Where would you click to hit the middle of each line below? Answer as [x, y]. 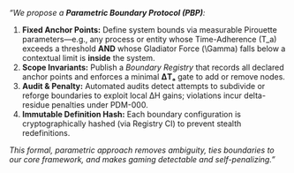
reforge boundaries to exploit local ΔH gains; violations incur [132, 95]
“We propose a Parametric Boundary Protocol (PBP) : [107, 13]
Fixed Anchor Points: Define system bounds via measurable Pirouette [150, 30]
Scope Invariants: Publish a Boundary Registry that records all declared [153, 67]
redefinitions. [46, 133]
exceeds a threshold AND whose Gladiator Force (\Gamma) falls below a [154, 49]
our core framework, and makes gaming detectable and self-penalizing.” [142, 159]
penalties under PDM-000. [100, 105]
